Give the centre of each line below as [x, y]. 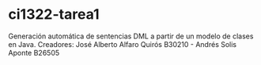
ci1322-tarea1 [54, 14]
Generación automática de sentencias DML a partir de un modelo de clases [131, 36]
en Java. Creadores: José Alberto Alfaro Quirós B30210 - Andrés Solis [123, 44]
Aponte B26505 [34, 52]
